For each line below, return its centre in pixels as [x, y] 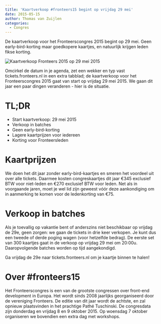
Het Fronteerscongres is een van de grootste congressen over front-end [77, 290]
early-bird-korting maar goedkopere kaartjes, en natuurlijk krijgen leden [77, 47]
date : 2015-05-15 [23, 14]
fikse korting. [18, 52]
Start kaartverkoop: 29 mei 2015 [44, 119]
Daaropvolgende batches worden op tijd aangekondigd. [61, 248]
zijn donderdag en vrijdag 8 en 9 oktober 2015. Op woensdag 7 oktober [76, 311]
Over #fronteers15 [43, 277]
